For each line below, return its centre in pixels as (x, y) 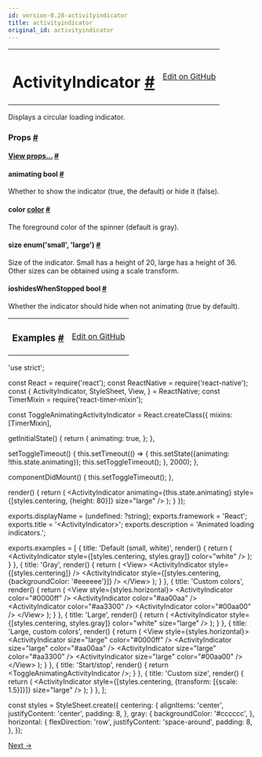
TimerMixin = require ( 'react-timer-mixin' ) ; (76, 399)
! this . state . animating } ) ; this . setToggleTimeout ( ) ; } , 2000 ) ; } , (104, 461)
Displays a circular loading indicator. (67, 117)
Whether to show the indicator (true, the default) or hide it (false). (114, 191)
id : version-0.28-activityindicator (68, 15)
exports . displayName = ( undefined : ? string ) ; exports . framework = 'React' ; (128, 516)
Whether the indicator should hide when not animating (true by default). (124, 306)
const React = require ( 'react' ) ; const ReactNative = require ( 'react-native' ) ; (128, 383)
